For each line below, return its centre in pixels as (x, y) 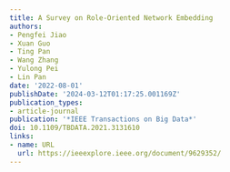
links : (22, 137)
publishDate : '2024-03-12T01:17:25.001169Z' (95, 94)
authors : (26, 26)
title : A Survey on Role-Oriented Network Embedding (111, 18)
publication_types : (46, 102)
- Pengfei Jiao (38, 35)
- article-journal (44, 111)
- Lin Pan (28, 77)
